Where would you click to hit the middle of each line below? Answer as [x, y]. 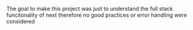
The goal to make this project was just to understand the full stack [90, 9]
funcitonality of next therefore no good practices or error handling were [96, 15]
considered [21, 21]
